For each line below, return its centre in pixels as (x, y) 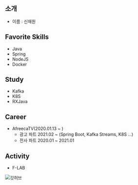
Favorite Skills (27, 37)
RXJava (20, 102)
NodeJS (20, 59)
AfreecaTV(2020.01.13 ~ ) (38, 129)
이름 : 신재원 (24, 21)
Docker (20, 64)
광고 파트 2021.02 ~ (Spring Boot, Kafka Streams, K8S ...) (76, 134)
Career (16, 117)
